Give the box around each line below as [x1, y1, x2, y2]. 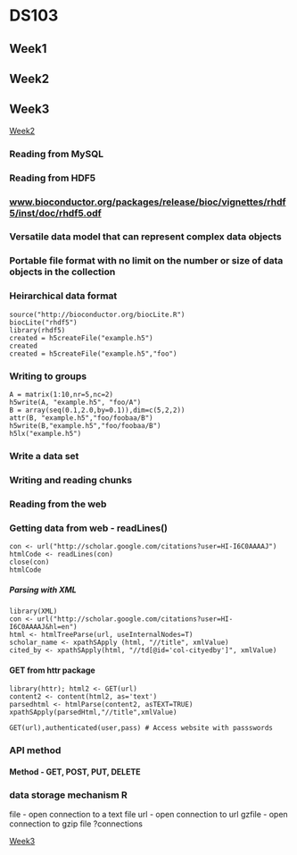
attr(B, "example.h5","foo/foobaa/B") [9, 413, 153, 423]
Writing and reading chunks [9, 474, 132, 486]
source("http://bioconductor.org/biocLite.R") [9, 310, 186, 319]
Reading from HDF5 [9, 172, 96, 184]
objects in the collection [9, 265, 116, 278]
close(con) [9, 557, 50, 567]
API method [9, 744, 62, 757]
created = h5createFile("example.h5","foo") [9, 349, 177, 358]
